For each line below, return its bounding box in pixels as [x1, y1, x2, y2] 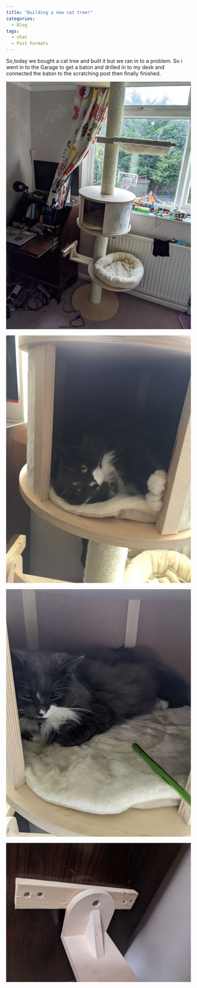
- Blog [11, 22, 28, 28]
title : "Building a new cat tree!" [6, 9, 93, 15]
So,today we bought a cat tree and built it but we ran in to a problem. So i [6, 58, 183, 64]
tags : [6, 28, 19, 34]
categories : [6, 15, 35, 22]
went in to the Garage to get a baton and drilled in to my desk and [6, 64, 165, 71]
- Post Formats [11, 41, 49, 46]
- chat [11, 34, 28, 41]
